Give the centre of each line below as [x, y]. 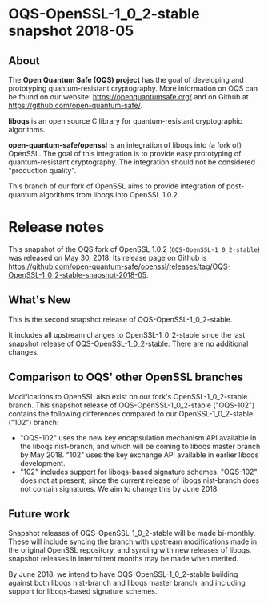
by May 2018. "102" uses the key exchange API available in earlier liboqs [139, 455]
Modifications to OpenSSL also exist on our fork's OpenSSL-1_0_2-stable [128, 396]
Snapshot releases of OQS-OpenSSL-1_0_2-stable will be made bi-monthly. [132, 533]
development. [42, 463]
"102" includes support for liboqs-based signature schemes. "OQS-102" [138, 472]
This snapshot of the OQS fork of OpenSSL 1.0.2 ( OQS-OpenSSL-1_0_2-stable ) [134, 249]
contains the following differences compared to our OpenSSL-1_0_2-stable [131, 413]
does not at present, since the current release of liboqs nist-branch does [140, 480]
